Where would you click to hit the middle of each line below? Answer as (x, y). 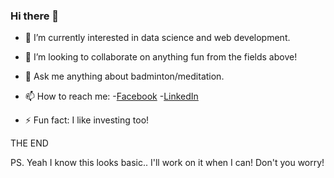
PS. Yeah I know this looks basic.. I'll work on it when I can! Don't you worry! (167, 163)
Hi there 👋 (35, 16)
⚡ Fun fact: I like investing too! (87, 120)
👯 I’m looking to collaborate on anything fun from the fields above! (161, 57)
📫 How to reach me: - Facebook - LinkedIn (111, 96)
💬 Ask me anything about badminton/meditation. (124, 76)
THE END (29, 143)
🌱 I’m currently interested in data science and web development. (157, 38)
